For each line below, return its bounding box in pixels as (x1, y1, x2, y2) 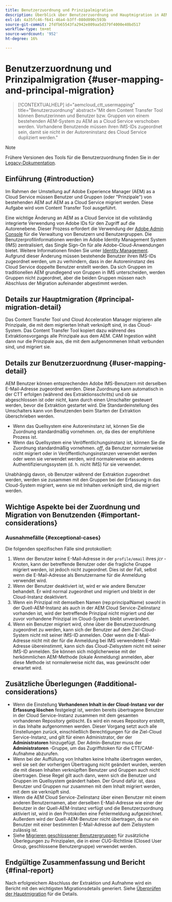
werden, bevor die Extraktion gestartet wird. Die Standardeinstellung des (5, 402, 159, 408)
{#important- (97, 511, 141, 519)
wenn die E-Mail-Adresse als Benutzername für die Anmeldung (12, 572, 146, 578)
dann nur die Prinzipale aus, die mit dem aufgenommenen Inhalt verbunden (5, 339, 164, 345)
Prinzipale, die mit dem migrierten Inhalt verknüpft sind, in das (5, 322, 137, 328)
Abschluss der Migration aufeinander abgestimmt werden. (5, 280, 128, 286)
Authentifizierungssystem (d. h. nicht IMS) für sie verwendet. (12, 461, 142, 467)
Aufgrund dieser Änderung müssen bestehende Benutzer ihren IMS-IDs (5, 253, 156, 259)
